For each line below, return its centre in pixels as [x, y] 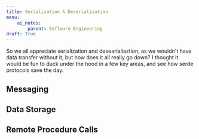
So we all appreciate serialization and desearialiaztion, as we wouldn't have [99, 51]
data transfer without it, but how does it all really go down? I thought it [92, 58]
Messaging [27, 89]
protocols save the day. [35, 70]
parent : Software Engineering [65, 28]
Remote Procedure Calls [52, 130]
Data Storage [31, 109]
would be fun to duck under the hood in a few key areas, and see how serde [100, 64]
